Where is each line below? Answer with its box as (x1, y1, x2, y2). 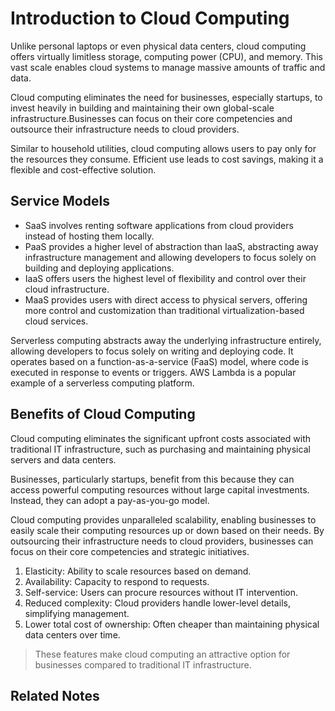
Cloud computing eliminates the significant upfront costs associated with (10, 432, 311, 444)
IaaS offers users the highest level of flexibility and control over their (24, 272, 307, 284)
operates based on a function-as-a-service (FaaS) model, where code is (10, 355, 309, 367)
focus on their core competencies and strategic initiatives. (10, 545, 250, 557)
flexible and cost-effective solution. (10, 163, 157, 176)
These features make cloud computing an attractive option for (34, 648, 291, 660)
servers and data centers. (10, 453, 117, 466)
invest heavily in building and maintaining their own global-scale (10, 102, 275, 114)
